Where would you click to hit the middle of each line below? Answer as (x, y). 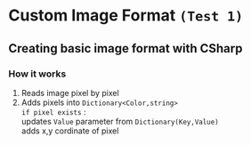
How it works (37, 74)
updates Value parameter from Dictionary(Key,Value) (120, 121)
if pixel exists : (53, 111)
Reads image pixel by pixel (70, 93)
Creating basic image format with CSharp (125, 48)
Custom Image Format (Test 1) (126, 16)
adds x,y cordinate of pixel (70, 131)
